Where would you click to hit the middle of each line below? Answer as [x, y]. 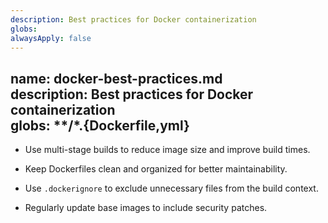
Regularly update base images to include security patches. [146, 208]
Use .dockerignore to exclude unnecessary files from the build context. [171, 188]
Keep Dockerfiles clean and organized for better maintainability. [156, 169]
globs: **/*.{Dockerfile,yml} [100, 125]
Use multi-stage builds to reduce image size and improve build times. [167, 150]
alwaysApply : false [51, 38]
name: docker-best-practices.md [116, 78]
